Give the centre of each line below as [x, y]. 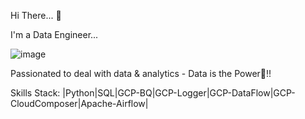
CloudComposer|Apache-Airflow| [79, 103]
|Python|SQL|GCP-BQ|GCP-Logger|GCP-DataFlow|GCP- [179, 93]
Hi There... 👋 [36, 15]
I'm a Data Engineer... [54, 34]
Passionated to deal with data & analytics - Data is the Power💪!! [141, 73]
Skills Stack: [35, 93]
